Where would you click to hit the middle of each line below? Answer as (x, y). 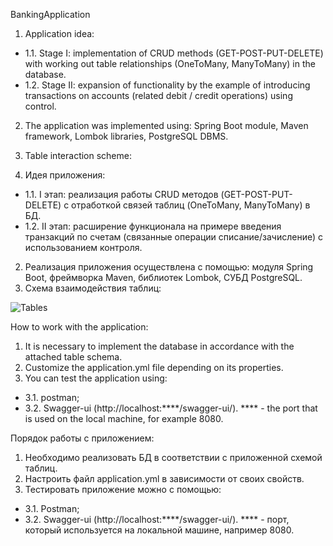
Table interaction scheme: (78, 155)
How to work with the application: (79, 327)
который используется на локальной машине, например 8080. (159, 530)
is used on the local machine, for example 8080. (124, 418)
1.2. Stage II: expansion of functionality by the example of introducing (167, 85)
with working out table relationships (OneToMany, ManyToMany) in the (170, 63)
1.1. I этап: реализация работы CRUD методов (121, 194)
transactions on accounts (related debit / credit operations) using (158, 95)
